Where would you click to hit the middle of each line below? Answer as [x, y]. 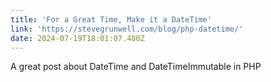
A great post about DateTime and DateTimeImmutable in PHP [136, 67]
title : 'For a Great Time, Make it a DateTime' [111, 19]
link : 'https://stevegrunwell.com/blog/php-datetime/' [127, 29]
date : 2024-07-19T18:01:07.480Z [77, 38]
